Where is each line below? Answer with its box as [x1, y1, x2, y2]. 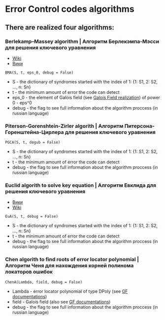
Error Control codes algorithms [5, 3, 134, 15]
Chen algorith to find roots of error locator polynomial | [5, 256, 139, 263]
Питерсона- [124, 122, 155, 129]
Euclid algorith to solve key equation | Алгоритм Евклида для [5, 182, 157, 189]
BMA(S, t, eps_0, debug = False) [5, 70, 74, 75]
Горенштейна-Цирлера [5, 128, 64, 135]
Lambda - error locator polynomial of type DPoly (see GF [12, 288, 128, 294]
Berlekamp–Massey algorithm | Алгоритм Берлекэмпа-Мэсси [5, 38, 159, 45]
